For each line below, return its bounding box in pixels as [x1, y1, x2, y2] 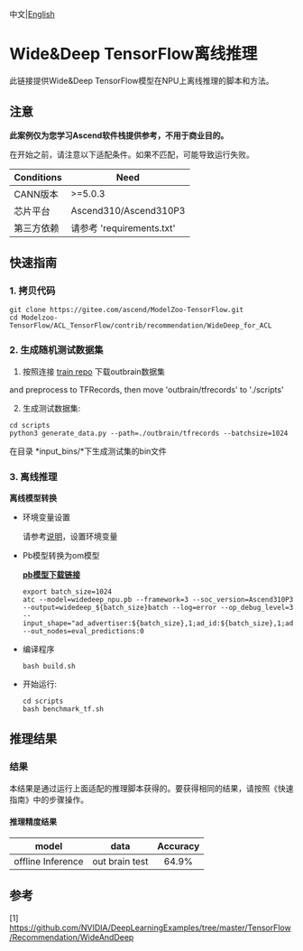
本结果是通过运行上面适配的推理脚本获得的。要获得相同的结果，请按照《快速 [9, 782, 294, 793]
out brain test [92, 854, 149, 867]
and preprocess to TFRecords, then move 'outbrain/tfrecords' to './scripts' [9, 383, 284, 395]
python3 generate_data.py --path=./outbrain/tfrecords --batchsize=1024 [9, 429, 289, 438]
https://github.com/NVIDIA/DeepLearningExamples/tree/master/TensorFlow [9, 922, 291, 933]
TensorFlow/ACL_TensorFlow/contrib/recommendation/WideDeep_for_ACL [9, 321, 272, 330]
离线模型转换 [9, 493, 57, 503]
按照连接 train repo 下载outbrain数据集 [22, 365, 165, 377]
